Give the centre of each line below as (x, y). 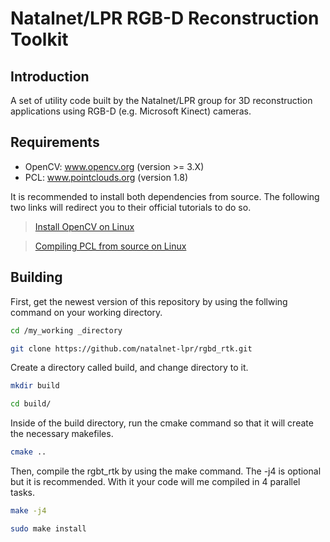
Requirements (55, 142)
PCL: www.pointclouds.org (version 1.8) (106, 177)
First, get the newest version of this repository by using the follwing (149, 301)
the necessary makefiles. (62, 434)
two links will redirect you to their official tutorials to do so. (131, 207)
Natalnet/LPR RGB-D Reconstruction (165, 18)
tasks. (23, 492)
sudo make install (48, 528)
